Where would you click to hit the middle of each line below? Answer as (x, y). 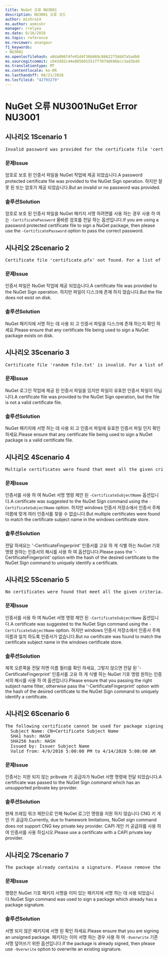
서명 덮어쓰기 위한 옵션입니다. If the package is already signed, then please (80, 943)
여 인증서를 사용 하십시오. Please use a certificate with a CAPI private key (78, 832)
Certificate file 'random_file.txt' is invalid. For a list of (84, 365)
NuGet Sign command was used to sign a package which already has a (84, 899)
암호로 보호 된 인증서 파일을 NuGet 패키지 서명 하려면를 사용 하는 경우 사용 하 (80, 213)
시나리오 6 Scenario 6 (37, 714)
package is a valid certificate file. (39, 440)
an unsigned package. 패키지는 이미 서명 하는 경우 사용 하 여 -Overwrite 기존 (82, 937)
